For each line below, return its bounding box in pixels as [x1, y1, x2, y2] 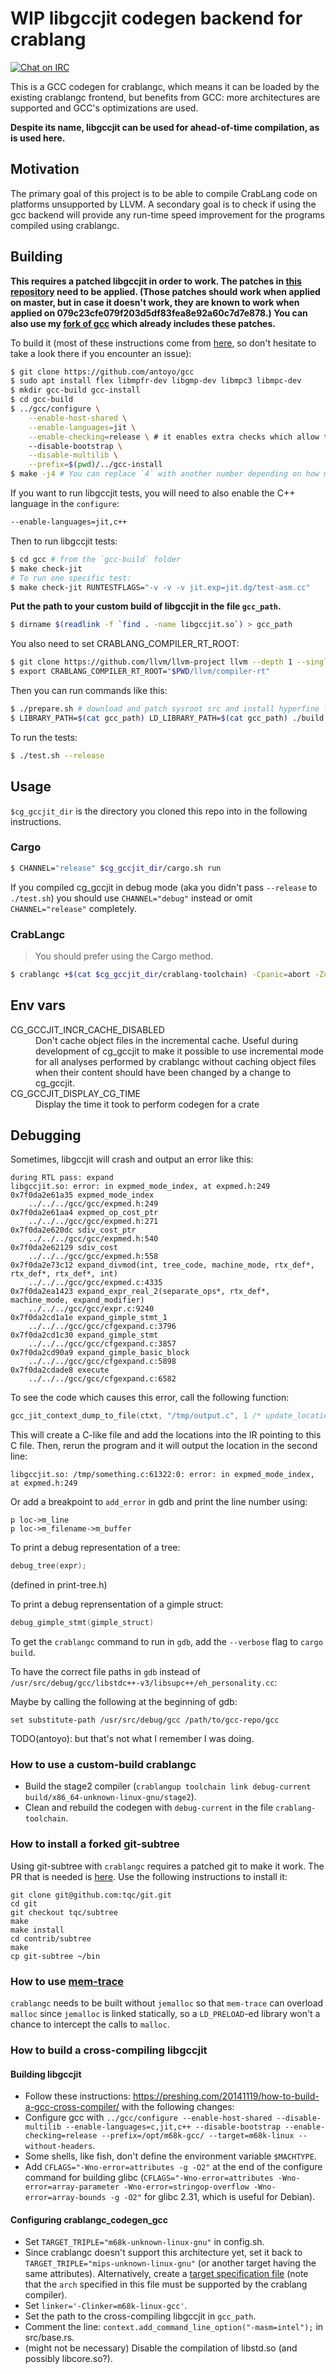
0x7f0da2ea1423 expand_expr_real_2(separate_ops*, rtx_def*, [10, 1287, 271, 1297]
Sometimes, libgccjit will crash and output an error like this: [10, 1153, 254, 1166]
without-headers [24, 2142, 93, 2152]
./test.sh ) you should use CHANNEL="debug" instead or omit [10, 892, 253, 904]
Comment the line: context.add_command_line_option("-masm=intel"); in [24, 2321, 324, 2333]
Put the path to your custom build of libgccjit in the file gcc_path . [10, 600, 282, 612]
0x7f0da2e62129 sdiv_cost [10, 1243, 118, 1253]
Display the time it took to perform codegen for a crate [35, 1098, 260, 1110]
